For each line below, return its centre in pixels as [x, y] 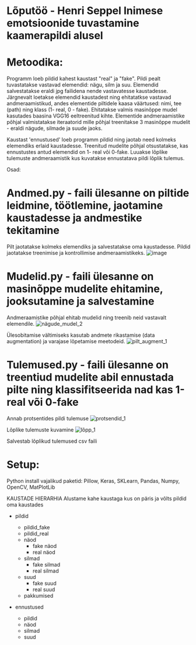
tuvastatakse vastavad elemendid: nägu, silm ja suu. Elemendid [83, 85]
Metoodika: [35, 62]
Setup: [23, 465]
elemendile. [20, 324]
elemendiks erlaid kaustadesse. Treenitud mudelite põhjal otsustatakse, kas [97, 146]
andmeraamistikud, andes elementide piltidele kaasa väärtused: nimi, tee [94, 104]
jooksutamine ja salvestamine [80, 301]
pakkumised [38, 595]
